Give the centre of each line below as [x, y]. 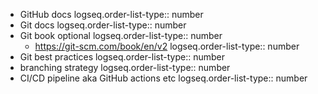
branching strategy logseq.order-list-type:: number [125, 67]
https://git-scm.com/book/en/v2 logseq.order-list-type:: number [167, 46]
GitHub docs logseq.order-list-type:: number [111, 14]
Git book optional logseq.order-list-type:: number [121, 35]
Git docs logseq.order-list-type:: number [103, 25]
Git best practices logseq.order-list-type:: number [122, 57]
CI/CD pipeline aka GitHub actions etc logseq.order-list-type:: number [163, 78]
